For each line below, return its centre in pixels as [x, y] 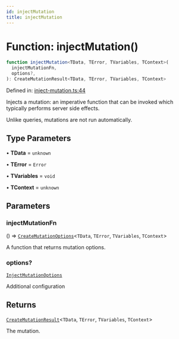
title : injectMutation [34, 17]
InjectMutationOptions [34, 275]
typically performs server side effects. [53, 108]
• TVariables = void [31, 175]
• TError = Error [26, 164]
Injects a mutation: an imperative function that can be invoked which [90, 102]
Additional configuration [36, 286]
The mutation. [23, 331]
